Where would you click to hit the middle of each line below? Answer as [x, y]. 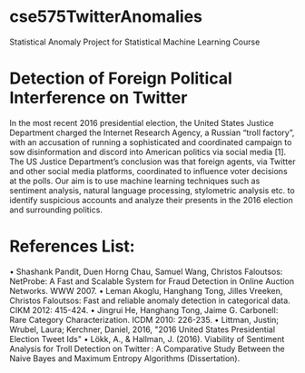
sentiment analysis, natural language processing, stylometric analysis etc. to [152, 190]
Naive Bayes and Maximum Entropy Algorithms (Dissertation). [125, 358]
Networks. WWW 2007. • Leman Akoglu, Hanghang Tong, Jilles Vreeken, [146, 290]
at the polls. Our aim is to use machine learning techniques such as [135, 181]
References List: [72, 246]
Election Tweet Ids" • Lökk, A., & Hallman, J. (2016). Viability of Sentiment [147, 339]
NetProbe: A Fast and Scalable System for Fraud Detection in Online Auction [152, 281]
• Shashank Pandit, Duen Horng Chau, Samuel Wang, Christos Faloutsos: [146, 271]
